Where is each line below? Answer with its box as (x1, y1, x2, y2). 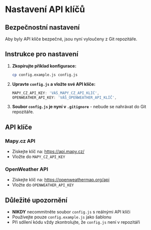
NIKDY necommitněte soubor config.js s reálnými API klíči (12, 209, 131, 215)
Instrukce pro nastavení (5, 50, 79, 58)
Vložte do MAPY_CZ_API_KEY (12, 154, 66, 160)
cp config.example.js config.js (12, 72, 78, 77)
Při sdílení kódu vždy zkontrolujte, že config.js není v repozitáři (12, 219, 140, 225)
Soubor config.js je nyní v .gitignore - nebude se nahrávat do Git (12, 104, 147, 110)
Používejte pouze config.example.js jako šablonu (12, 214, 112, 220)
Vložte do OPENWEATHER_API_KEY (12, 182, 74, 188)
